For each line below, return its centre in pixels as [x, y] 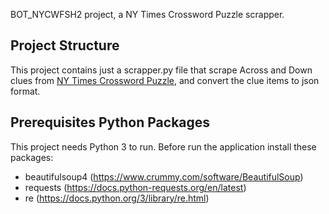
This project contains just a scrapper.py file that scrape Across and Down [161, 70]
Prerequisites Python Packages [110, 122]
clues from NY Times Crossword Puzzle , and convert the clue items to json [165, 80]
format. [25, 91]
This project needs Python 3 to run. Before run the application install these [163, 146]
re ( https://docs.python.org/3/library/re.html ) [117, 198]
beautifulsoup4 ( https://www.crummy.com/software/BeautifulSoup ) [164, 176]
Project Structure [65, 45]
